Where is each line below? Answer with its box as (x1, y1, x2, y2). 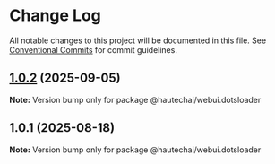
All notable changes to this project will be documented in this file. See (9, 35, 267, 46)
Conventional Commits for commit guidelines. (9, 44, 177, 55)
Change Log (9, 5, 101, 26)
